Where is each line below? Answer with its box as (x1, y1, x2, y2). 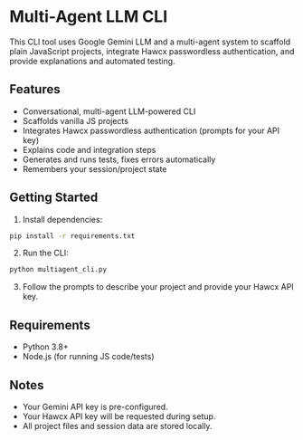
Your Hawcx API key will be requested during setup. (22, 410, 216, 422)
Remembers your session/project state (22, 163, 167, 174)
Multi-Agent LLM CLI (9, 6, 168, 27)
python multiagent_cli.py (9, 265, 107, 274)
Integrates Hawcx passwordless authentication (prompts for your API (22, 125, 280, 136)
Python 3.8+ (22, 341, 70, 352)
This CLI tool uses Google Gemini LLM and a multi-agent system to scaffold (9, 36, 291, 47)
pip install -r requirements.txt (9, 231, 136, 241)
